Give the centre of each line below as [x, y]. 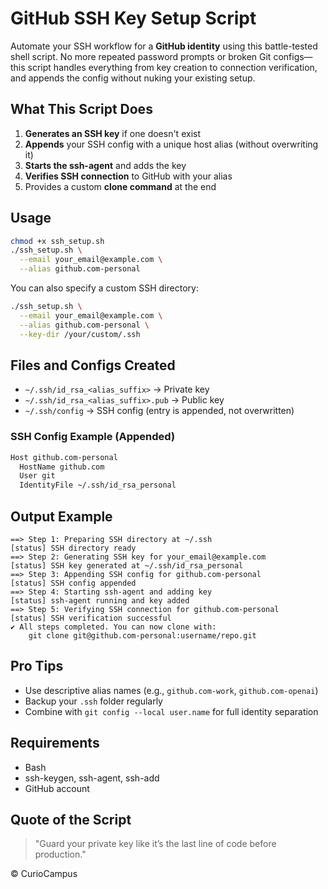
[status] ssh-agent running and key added [100, 600]
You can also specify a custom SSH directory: [104, 288]
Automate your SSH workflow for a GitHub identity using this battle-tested [164, 46]
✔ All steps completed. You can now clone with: [113, 627]
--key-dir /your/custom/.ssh [80, 334]
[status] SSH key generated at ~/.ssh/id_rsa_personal [127, 565]
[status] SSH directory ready [73, 548]
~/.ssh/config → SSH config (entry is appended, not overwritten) [159, 411]
